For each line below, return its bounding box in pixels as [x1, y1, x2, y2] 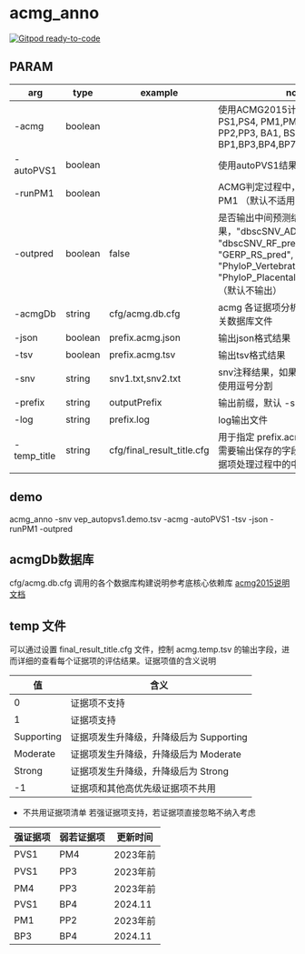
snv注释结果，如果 [217, 366, 298, 378]
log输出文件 [217, 413, 269, 426]
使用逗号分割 [217, 379, 273, 392]
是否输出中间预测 [217, 211, 291, 224]
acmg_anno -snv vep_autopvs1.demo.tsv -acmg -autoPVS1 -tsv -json [9, 513, 269, 525]
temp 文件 [9, 618, 66, 634]
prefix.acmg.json [108, 331, 182, 344]
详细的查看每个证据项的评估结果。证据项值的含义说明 [16, 656, 216, 667]
